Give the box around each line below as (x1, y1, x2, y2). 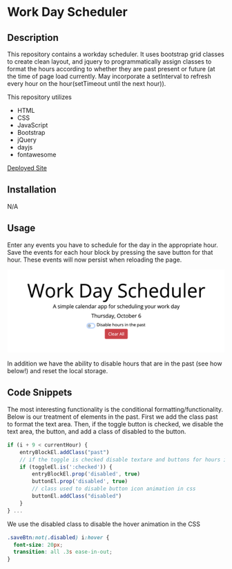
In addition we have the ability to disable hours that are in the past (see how (7, 359, 222, 368)
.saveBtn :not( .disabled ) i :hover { (7, 534, 110, 541)
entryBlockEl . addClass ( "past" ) (19, 449, 110, 455)
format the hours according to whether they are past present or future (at (7, 65, 215, 73)
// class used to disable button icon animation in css (32, 485, 196, 492)
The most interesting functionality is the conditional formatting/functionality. (7, 405, 223, 413)
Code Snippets (7, 387, 72, 399)
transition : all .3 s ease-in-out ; (13, 548, 113, 556)
